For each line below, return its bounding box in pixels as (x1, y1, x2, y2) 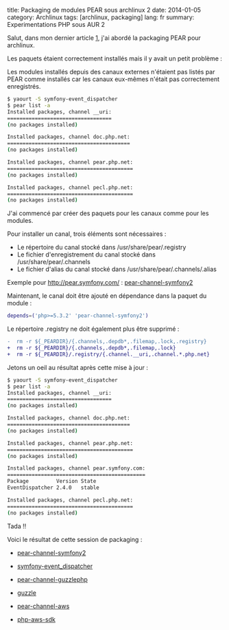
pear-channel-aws (16, 602, 70, 610)
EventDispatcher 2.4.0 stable (7, 484, 99, 491)
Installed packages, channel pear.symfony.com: (7, 465, 146, 472)
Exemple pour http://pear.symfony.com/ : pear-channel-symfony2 (7, 279, 193, 287)
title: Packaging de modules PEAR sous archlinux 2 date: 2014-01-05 (7, 6, 201, 14)
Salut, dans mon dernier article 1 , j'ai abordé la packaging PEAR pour (7, 34, 201, 42)
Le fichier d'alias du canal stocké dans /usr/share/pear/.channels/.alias (16, 265, 217, 274)
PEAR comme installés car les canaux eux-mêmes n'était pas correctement (7, 75, 219, 83)
